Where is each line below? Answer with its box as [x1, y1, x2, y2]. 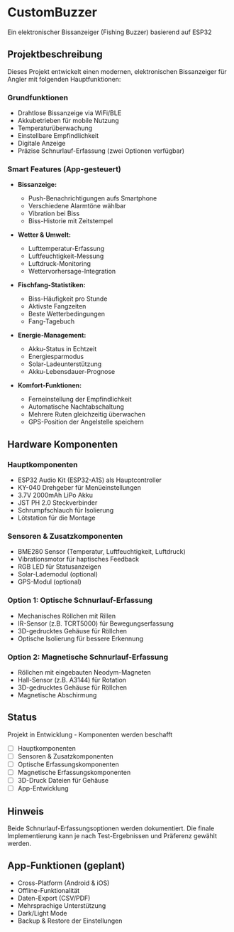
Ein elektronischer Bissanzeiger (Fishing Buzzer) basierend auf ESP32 [7, 28, 212, 36]
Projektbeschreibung [7, 48, 103, 60]
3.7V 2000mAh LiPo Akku [17, 491, 94, 500]
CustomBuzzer [7, 4, 98, 21]
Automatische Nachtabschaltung [28, 402, 124, 411]
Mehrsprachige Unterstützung [17, 901, 106, 910]
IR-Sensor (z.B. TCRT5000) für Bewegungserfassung [17, 619, 174, 628]
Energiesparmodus [28, 353, 84, 361]
